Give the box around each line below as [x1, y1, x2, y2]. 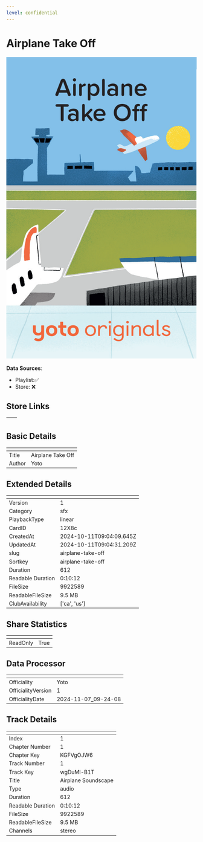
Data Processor [6, 658, 66, 669]
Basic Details [6, 431, 56, 441]
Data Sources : [6, 364, 43, 372]
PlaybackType [8, 516, 44, 523]
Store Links [6, 401, 50, 411]
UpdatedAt [8, 541, 36, 548]
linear [60, 516, 74, 523]
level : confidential [6, 10, 59, 16]
